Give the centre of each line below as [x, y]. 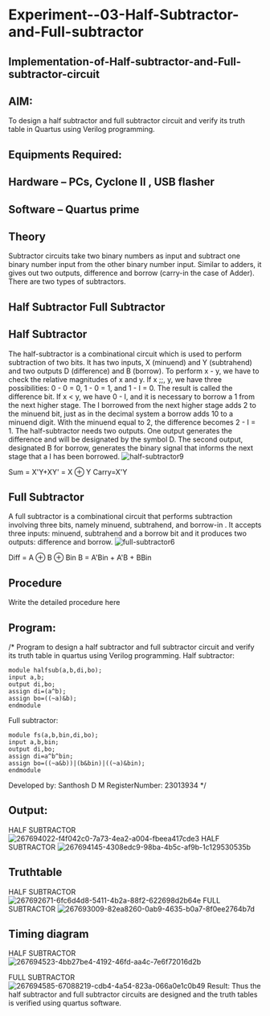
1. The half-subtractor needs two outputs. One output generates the [121, 430]
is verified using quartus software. [65, 1003]
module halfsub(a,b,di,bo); [55, 670]
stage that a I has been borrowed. [64, 456]
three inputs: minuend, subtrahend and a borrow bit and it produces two [128, 533]
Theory [27, 236]
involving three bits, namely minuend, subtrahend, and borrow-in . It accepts [135, 525]
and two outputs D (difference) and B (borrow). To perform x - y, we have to [134, 371]
